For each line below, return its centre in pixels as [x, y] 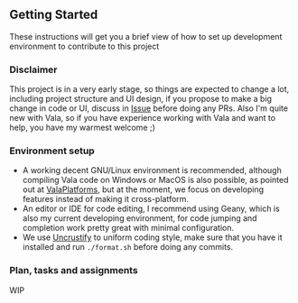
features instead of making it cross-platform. [106, 199]
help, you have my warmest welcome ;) [83, 128]
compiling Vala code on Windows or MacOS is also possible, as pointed [155, 180]
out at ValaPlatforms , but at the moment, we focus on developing [143, 189]
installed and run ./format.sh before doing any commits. [128, 247]
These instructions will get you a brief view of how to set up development [146, 36]
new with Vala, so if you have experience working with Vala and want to [143, 118]
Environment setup [52, 151]
